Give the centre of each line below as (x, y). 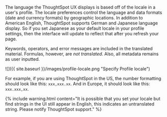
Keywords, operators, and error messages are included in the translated (79, 49)
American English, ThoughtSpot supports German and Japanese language (82, 23)
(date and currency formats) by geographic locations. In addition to (74, 18)
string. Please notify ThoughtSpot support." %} (54, 109)
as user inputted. (22, 59)
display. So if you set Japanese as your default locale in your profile (75, 28)
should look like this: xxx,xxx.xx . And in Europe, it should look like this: (78, 84)
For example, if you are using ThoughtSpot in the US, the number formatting (83, 78)
